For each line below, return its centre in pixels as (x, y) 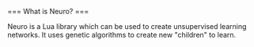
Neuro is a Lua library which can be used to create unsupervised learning (127, 26)
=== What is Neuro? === (48, 11)
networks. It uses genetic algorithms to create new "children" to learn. (122, 35)
